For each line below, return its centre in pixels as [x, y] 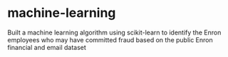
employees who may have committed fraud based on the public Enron [110, 39]
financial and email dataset [47, 47]
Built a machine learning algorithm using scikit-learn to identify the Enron [114, 32]
